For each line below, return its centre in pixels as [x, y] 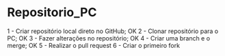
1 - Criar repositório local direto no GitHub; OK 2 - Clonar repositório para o [113, 31]
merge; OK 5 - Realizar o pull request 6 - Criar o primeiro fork [93, 45]
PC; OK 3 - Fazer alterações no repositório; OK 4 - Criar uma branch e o [109, 38]
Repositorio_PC [52, 12]
